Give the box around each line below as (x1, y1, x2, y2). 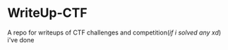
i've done (7, 35, 35, 44)
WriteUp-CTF (7, 5, 88, 21)
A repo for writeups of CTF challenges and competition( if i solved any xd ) (7, 28, 222, 37)
